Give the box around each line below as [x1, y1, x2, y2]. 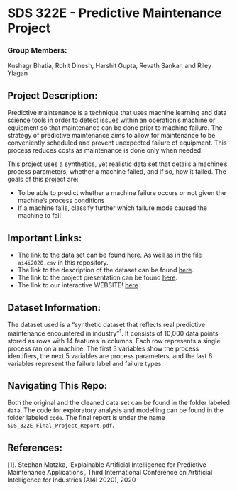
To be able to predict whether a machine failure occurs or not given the [17, 189, 226, 197]
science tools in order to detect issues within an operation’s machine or [7, 116, 216, 125]
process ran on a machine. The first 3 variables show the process [7, 344, 199, 353]
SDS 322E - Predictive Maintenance [7, 5, 222, 21]
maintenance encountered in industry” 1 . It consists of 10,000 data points [7, 328, 219, 338]
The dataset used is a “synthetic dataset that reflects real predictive [7, 320, 206, 329]
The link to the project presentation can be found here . [17, 273, 178, 282]
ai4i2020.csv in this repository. [17, 258, 109, 267]
